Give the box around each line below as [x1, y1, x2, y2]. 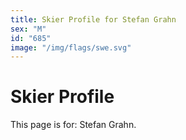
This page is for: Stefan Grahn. [10, 119, 137, 131]
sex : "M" [10, 24, 47, 34]
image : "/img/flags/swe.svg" [10, 42, 132, 53]
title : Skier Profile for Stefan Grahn [10, 14, 177, 25]
